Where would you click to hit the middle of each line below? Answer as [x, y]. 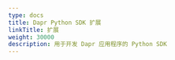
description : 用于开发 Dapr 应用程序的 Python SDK [87, 44]
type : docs [26, 15]
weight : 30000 [32, 37]
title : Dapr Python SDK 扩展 [55, 23]
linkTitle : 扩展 [34, 30]
